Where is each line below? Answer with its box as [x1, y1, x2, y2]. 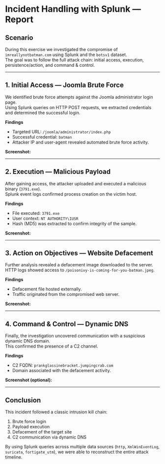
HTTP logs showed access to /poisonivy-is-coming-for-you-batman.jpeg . [5, 267, 155, 273]
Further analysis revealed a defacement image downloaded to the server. [5, 262, 153, 268]
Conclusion [5, 396, 41, 404]
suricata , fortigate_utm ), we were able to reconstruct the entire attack [5, 449, 149, 455]
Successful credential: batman [12, 134, 72, 140]
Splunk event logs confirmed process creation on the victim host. [5, 191, 137, 197]
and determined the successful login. [5, 110, 81, 116]
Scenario [5, 33, 33, 42]
